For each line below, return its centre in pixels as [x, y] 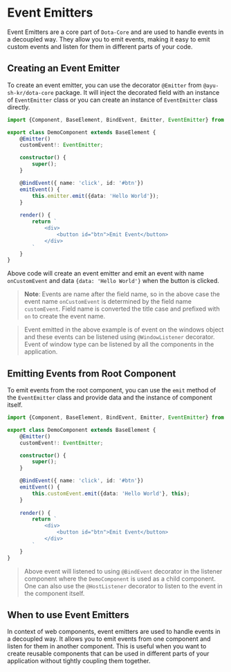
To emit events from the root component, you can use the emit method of [112, 390]
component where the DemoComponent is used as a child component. [120, 579]
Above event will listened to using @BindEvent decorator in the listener [123, 571]
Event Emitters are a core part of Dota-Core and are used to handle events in [115, 32]
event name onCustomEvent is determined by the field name [108, 302]
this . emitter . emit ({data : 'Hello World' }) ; [95, 196]
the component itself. [54, 593]
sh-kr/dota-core [30, 93]
